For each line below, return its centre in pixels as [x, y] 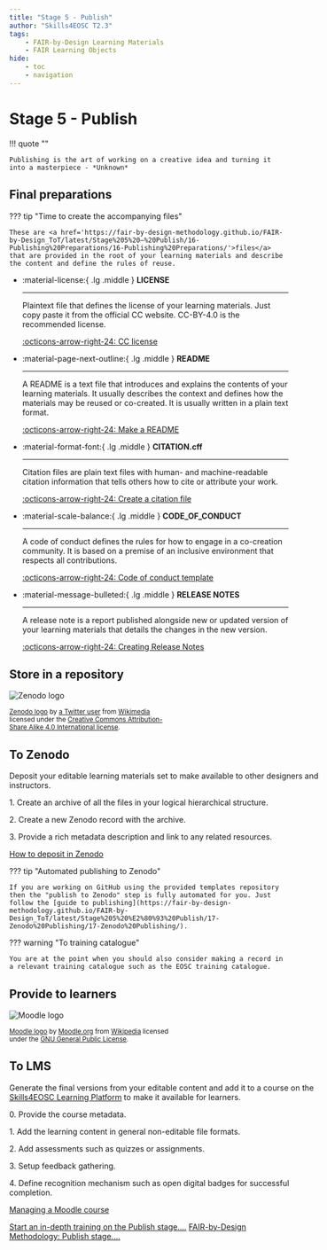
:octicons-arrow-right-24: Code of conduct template [118, 577]
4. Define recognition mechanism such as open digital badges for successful [149, 1183]
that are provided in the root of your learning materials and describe [146, 255]
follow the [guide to [49, 903]
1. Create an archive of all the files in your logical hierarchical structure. [139, 802]
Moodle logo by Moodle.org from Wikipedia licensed [89, 1031]
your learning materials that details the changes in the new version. [144, 629]
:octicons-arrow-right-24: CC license [90, 341]
